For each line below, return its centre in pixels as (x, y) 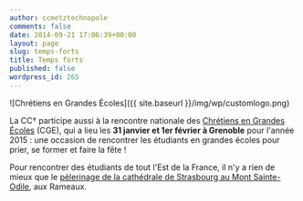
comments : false (40, 26)
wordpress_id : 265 (44, 77)
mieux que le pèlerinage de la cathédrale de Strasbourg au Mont (131, 176)
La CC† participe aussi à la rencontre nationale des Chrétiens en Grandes (147, 120)
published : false (42, 69)
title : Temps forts (47, 60)
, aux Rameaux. (58, 186)
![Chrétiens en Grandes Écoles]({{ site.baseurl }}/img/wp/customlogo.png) (150, 103)
